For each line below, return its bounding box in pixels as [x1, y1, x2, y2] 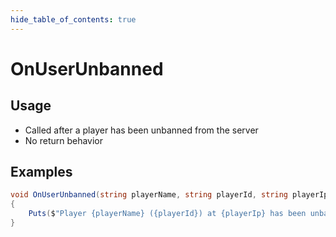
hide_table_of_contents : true [10, 14, 137, 25]
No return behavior [24, 134, 104, 146]
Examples [10, 164, 73, 181]
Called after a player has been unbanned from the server [24, 124, 259, 136]
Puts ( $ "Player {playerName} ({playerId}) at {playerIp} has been [28, 209, 307, 219]
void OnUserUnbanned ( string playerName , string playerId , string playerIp [10, 190, 329, 200]
